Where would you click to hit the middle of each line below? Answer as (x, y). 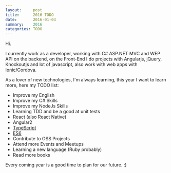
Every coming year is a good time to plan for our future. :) (66, 165)
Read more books (31, 155)
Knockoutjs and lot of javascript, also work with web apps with (71, 64)
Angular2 (22, 122)
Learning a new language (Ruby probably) (57, 149)
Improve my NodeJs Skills (40, 106)
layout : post (24, 10)
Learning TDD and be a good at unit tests (56, 112)
